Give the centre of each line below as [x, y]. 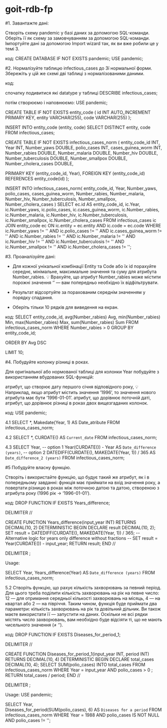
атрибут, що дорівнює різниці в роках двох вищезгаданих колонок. [77, 403]
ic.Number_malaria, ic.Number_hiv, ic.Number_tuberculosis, [67, 215]
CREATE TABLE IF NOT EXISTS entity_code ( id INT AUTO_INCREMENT [78, 112]
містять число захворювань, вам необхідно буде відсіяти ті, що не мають [84, 619]
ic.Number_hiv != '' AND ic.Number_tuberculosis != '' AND [65, 241]
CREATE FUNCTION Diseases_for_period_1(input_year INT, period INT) [77, 654]
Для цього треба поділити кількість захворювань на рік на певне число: [82, 593]
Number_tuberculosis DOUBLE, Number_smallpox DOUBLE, [66, 158]
